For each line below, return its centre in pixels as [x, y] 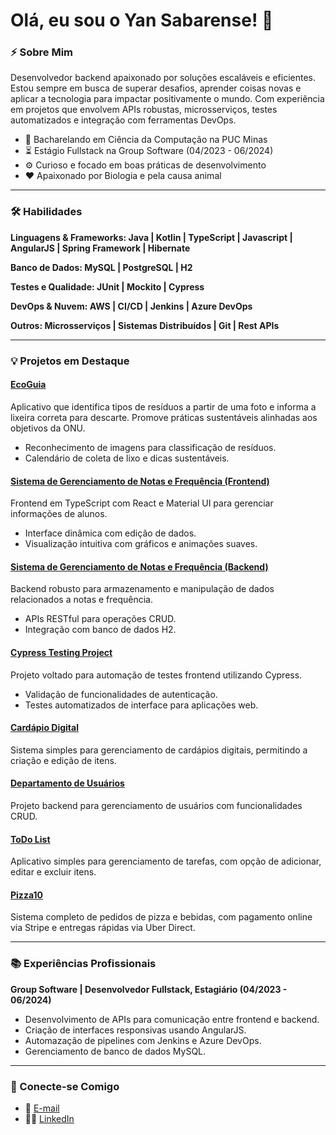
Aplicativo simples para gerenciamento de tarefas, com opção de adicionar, [166, 861]
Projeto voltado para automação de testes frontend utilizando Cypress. [156, 675]
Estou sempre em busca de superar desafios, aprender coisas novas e [156, 88]
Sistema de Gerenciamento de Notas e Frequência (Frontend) [140, 481]
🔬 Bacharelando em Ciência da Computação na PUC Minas [146, 140]
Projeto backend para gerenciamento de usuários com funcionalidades [156, 805]
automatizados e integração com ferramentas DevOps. [123, 120]
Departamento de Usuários [67, 783]
